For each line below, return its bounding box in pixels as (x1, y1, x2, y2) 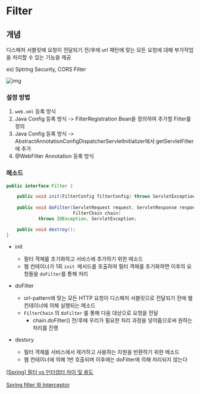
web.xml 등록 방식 (14, 108, 57, 115)
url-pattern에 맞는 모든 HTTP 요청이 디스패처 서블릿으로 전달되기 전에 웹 (23, 294, 193, 302)
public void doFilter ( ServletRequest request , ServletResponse (17, 204, 177, 211)
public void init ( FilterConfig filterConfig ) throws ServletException (17, 194, 196, 200)
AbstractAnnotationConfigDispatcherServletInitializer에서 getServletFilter (14, 138, 194, 145)
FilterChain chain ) (72, 210, 121, 216)
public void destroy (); (17, 227, 76, 232)
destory (14, 336, 35, 343)
